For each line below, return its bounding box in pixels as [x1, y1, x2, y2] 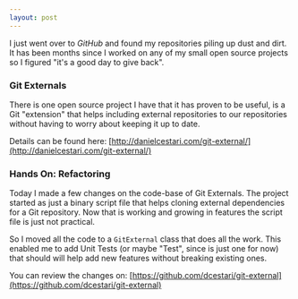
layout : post [9, 13, 58, 22]
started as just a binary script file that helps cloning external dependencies [9, 198, 285, 209]
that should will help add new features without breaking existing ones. [9, 252, 268, 264]
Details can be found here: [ [9, 135, 112, 146]
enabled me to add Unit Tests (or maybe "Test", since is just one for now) [9, 243, 279, 254]
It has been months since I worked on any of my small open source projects [9, 47, 289, 58]
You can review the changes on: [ [9, 270, 132, 281]
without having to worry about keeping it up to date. [9, 118, 200, 129]
